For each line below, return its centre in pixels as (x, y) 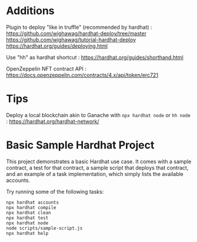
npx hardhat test (27, 218)
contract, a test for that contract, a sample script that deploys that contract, (97, 168)
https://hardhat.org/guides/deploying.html (57, 46)
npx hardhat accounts (33, 202)
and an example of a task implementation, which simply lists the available (95, 174)
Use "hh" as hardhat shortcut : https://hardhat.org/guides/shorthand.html (95, 57)
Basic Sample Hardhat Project (80, 145)
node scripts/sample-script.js (44, 228)
